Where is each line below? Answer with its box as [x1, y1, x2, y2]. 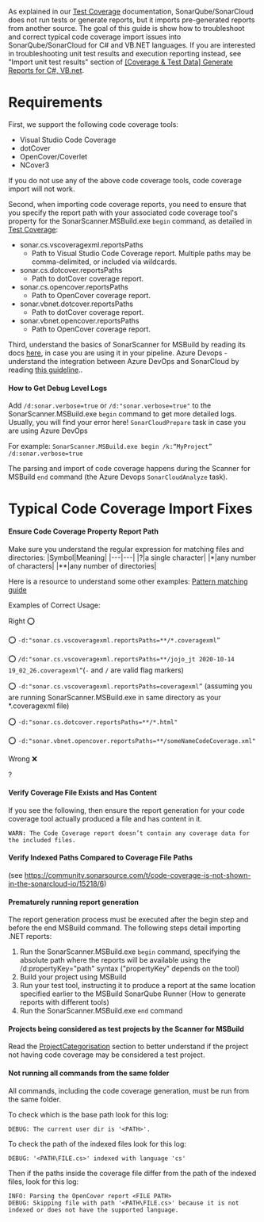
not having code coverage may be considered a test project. [8, 1050, 205, 1059]
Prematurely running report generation [8, 897, 140, 906]
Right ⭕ [8, 616, 36, 626]
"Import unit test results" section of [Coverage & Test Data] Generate [8, 57, 234, 67]
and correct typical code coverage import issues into [8, 32, 182, 41]
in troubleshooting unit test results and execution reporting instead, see [8, 49, 242, 58]
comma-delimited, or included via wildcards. [31, 257, 178, 266]
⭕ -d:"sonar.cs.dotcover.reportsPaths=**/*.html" [8, 717, 178, 726]
